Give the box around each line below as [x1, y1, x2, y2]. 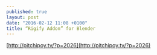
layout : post [6, 14, 39, 20]
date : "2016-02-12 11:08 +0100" [6, 20, 88, 26]
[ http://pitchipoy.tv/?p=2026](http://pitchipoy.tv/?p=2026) [6, 42, 151, 49]
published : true [6, 8, 47, 15]
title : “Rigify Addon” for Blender [6, 25, 96, 32]
